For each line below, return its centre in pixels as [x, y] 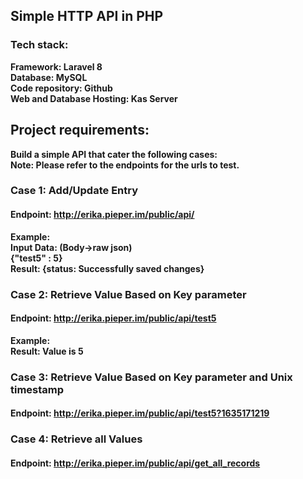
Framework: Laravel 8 [56, 66]
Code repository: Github [61, 88]
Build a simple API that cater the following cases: [114, 154]
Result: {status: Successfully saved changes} [107, 268]
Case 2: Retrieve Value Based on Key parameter [128, 294]
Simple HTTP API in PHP [87, 16]
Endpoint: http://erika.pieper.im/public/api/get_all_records [135, 463]
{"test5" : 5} [36, 258]
